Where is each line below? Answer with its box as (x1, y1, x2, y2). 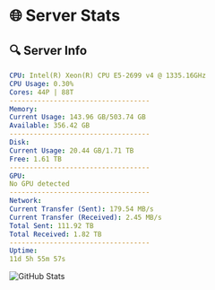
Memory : (9, 104, 39, 113)
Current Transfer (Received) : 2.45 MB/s (9, 213, 163, 222)
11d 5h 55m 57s (9, 255, 66, 264)
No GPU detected (9, 180, 70, 189)
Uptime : (9, 246, 39, 256)
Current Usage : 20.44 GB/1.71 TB (9, 145, 134, 155)
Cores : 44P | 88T (9, 87, 74, 97)
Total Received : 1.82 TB (9, 230, 102, 239)
